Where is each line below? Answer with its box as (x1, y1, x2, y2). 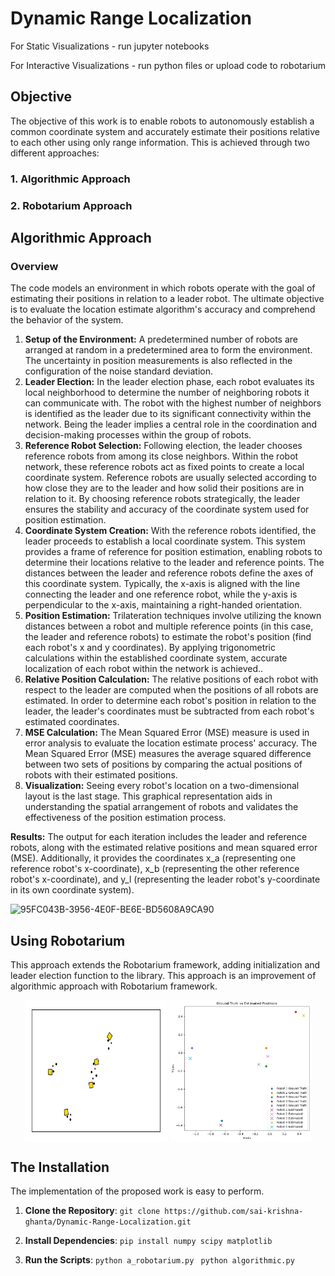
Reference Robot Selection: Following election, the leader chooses (24, 440, 303, 452)
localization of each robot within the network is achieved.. (24, 663, 264, 675)
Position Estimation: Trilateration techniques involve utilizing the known (24, 610, 322, 622)
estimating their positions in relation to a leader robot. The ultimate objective (10, 293, 325, 305)
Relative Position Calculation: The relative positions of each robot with (24, 673, 319, 686)
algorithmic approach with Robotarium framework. (10, 980, 218, 992)
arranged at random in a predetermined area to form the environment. (24, 344, 313, 356)
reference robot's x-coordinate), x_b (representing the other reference (10, 863, 300, 875)
